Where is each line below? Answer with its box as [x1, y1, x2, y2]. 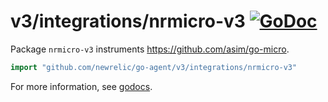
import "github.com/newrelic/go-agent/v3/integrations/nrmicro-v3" [10, 62, 298, 72]
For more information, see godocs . [10, 80, 153, 92]
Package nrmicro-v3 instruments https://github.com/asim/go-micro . [10, 43, 290, 55]
